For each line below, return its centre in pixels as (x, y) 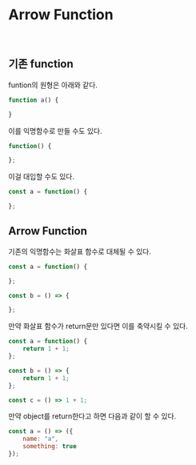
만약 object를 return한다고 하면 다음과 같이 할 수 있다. (92, 416)
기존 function (41, 64)
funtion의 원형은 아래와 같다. (53, 85)
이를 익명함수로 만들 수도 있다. (55, 130)
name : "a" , (41, 439)
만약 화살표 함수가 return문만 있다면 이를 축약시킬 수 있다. (98, 327)
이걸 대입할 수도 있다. (41, 177)
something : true (50, 447)
